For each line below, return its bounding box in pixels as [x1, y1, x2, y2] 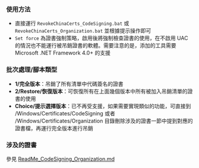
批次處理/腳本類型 [6, 66, 58, 74]
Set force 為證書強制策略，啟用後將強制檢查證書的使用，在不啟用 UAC [14, 34, 188, 42]
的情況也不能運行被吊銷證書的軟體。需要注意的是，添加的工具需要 [14, 42, 176, 49]
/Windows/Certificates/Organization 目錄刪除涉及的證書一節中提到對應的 [14, 117, 193, 124]
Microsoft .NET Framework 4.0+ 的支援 [14, 49, 111, 57]
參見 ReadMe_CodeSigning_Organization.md [6, 155, 115, 162]
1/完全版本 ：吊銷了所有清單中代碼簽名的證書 [14, 80, 124, 87]
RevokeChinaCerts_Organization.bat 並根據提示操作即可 [14, 27, 151, 34]
